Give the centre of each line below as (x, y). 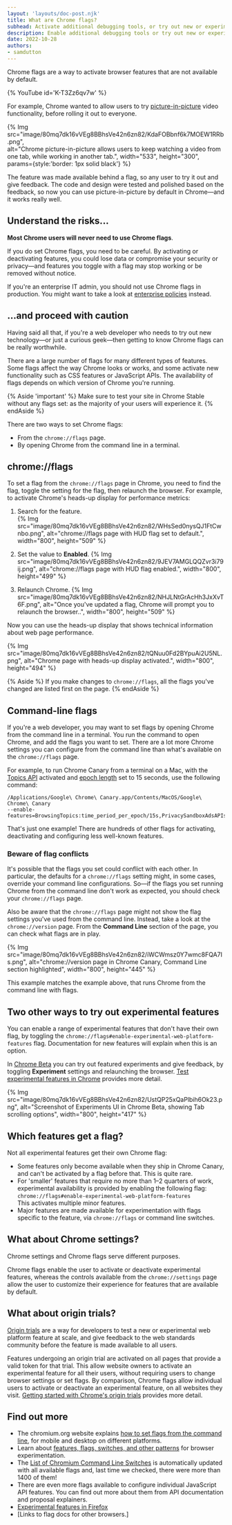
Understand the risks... (58, 221)
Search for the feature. (49, 511)
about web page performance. (51, 633)
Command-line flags (52, 711)
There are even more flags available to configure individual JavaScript (117, 1485)
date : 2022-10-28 (32, 39)
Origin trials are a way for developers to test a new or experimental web (109, 1330)
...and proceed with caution (68, 316)
